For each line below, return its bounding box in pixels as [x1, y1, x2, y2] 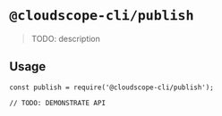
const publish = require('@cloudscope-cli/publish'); [9, 83, 215, 92]
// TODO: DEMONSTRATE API [9, 98, 106, 107]
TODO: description [30, 33, 101, 44]
